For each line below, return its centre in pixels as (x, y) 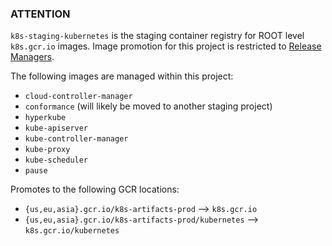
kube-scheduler (56, 160)
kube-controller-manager (76, 139)
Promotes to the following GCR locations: (95, 189)
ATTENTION (40, 14)
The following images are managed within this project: (122, 76)
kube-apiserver (56, 128)
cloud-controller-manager (78, 97)
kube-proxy (47, 150)
